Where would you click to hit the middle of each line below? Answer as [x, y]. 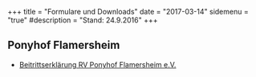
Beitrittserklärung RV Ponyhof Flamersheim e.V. [98, 64]
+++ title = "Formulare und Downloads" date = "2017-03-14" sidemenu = [128, 12]
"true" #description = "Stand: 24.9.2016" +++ [83, 20]
